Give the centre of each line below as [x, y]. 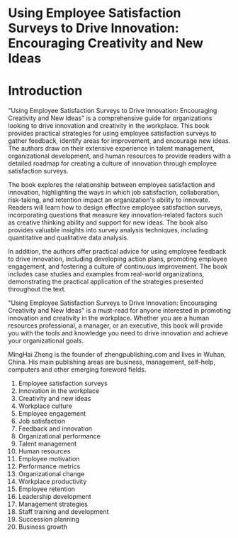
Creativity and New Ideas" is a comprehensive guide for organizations [110, 118]
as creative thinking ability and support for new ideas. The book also [108, 222]
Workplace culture [45, 406]
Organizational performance [59, 436]
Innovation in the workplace [59, 391]
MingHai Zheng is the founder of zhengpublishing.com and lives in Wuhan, [117, 355]
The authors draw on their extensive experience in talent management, [112, 149]
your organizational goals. [46, 341]
